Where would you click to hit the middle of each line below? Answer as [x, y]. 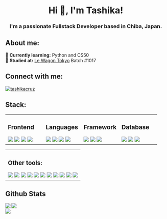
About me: [22, 43]
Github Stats [26, 194]
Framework [100, 127]
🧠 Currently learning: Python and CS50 [47, 55]
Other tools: [25, 163]
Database [136, 127]
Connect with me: [34, 77]
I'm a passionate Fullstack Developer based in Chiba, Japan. [86, 26]
